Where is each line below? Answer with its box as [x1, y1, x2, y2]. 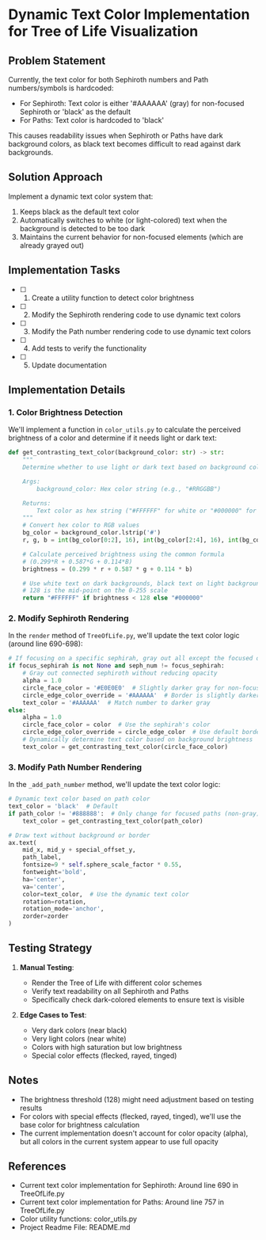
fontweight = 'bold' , [22, 869, 87, 877]
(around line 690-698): [8, 639, 83, 649]
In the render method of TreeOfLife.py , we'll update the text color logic [8, 631, 240, 641]
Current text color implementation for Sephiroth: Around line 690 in [19, 1181, 239, 1190]
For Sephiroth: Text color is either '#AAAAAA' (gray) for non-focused [19, 99, 245, 108]
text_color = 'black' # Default [8, 802, 119, 811]
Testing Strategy [8, 941, 93, 955]
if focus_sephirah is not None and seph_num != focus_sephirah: [8, 662, 225, 670]
